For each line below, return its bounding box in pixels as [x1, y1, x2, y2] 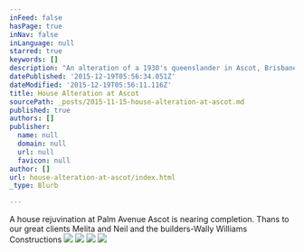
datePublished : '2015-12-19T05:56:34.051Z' [9, 72, 176, 81]
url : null [17, 147, 54, 156]
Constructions [9, 234, 62, 245]
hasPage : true [9, 22, 63, 31]
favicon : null [17, 155, 71, 165]
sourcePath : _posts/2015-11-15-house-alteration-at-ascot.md [9, 97, 245, 107]
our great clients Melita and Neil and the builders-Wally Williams [9, 223, 248, 235]
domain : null [17, 139, 67, 148]
